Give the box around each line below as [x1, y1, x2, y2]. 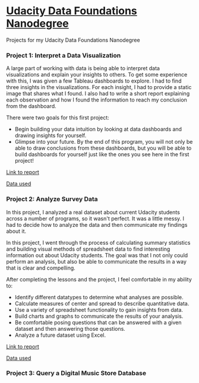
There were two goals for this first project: [6, 114, 110, 121]
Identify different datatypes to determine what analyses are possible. [14, 293, 184, 300]
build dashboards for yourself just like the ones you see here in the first [14, 151, 189, 158]
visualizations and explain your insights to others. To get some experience [6, 71, 188, 78]
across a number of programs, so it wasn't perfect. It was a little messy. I [6, 215, 185, 222]
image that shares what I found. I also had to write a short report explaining [6, 90, 190, 97]
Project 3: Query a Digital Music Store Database [6, 369, 147, 378]
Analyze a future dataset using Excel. [14, 331, 106, 338]
